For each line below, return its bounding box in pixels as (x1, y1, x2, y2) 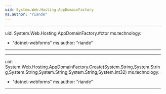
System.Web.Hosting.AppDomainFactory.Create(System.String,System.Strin (5, 64, 161, 70)
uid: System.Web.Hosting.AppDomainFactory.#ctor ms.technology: (5, 30, 142, 36)
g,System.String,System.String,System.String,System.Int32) (5, 69, 127, 75)
